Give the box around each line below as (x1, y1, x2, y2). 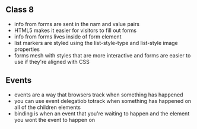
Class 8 (5, 5, 34, 15)
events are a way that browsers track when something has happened (14, 91, 183, 98)
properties (14, 46, 40, 53)
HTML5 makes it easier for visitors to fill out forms (14, 27, 137, 34)
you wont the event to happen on (14, 116, 96, 123)
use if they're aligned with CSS (14, 58, 90, 65)
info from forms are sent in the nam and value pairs (14, 20, 140, 27)
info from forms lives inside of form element (14, 33, 122, 40)
